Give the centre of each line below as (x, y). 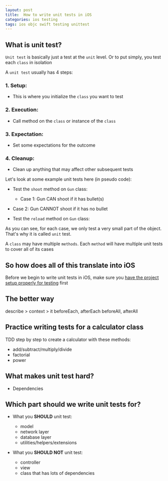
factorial (21, 355)
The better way (30, 299)
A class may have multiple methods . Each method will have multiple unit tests (84, 244)
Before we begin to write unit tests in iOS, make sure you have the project (82, 277)
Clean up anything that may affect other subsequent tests (73, 169)
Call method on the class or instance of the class (64, 121)
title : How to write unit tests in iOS (49, 15)
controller (30, 462)
